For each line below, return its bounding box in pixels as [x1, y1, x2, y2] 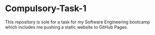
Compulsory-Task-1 [5, 3, 87, 14]
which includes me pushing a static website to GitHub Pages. [5, 24, 129, 30]
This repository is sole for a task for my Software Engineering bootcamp [5, 19, 150, 25]
